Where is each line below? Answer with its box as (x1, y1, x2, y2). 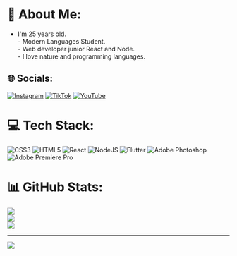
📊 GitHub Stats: (7, 179, 104, 195)
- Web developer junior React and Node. (17, 44, 135, 53)
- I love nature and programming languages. (17, 52, 146, 61)
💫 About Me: (7, 6, 82, 23)
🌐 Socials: (7, 73, 54, 85)
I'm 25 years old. (17, 30, 67, 38)
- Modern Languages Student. (17, 37, 106, 45)
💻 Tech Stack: (7, 117, 95, 133)
